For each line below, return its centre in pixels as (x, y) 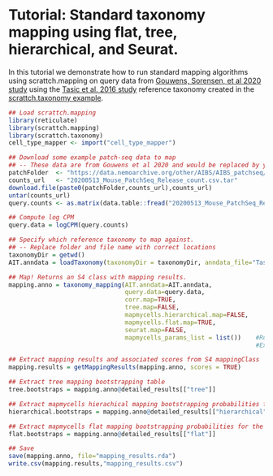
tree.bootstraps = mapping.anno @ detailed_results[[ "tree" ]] (113, 390)
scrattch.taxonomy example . (56, 97)
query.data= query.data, (165, 292)
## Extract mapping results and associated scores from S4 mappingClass (134, 360)
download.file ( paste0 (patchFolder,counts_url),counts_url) (110, 188)
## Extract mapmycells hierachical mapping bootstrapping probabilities (134, 404)
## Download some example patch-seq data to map (92, 158)
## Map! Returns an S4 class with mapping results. (97, 277)
